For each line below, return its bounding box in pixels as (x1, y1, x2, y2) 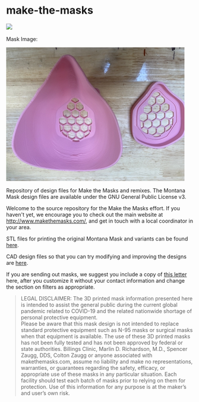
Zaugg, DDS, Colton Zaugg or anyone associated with (20, 352, 153, 359)
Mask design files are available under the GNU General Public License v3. (6, 193, 187, 200)
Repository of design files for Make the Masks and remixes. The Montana (6, 186, 186, 194)
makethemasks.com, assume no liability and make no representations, (20, 357, 193, 365)
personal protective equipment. (20, 314, 98, 321)
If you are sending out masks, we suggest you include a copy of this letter (6, 271, 187, 278)
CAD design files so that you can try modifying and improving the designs (6, 253, 187, 260)
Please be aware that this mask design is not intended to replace (20, 320, 179, 327)
